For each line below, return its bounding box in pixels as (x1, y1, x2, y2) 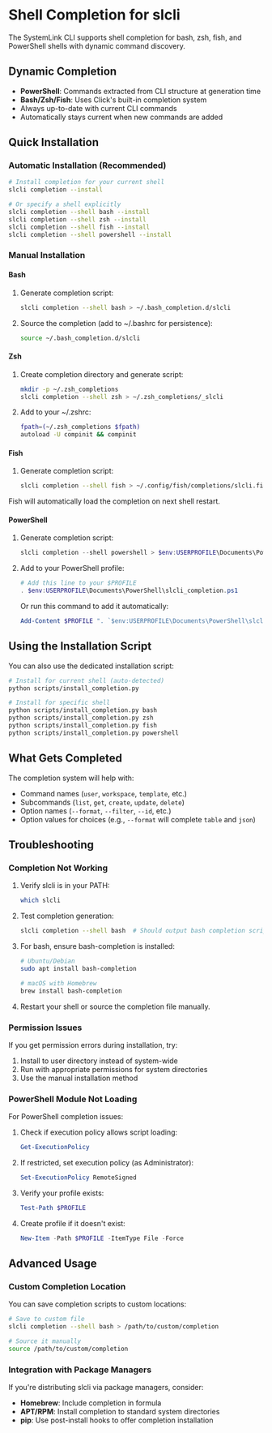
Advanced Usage (8, 1257, 97, 1271)
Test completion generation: (19, 911, 115, 921)
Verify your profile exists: (19, 1188, 104, 1198)
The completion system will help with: (8, 773, 134, 783)
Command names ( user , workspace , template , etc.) (19, 788, 188, 798)
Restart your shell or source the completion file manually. (19, 1002, 210, 1011)
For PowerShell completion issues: (8, 1112, 124, 1122)
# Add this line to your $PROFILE (19, 579, 137, 587)
